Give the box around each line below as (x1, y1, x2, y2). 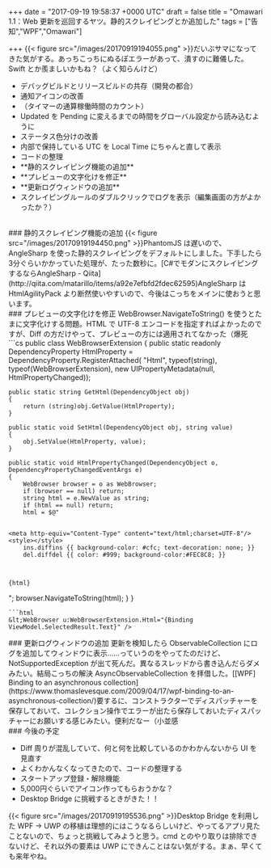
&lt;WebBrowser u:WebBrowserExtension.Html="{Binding (8, 616, 194, 624)
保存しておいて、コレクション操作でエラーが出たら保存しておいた (8, 706, 227, 715)
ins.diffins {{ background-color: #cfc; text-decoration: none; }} (23, 544, 255, 552)
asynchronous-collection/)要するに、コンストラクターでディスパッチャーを (8, 696, 258, 706)
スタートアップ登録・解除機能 (19, 773, 120, 783)
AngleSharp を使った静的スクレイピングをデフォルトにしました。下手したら (8, 248, 263, 258)
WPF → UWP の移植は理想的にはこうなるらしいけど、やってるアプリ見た (17, 821, 260, 831)
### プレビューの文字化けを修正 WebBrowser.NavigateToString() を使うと (8, 309, 256, 318)
